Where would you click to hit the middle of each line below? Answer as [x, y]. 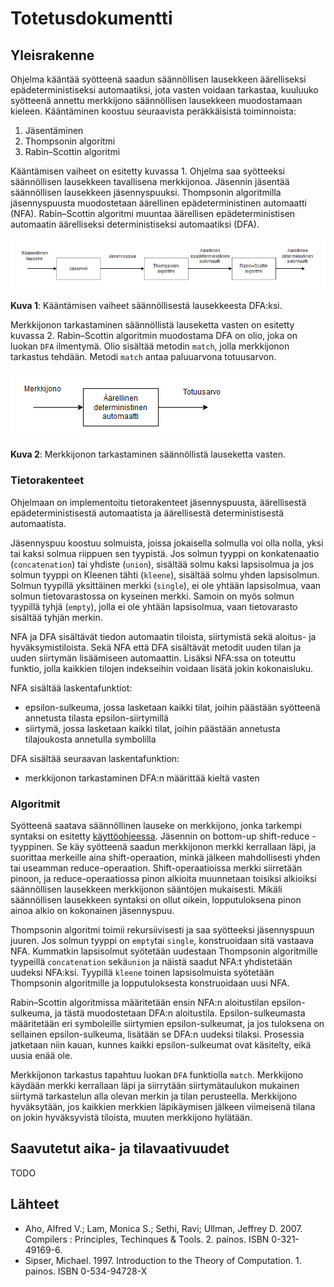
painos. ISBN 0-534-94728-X [86, 1271]
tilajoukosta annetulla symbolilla [90, 739]
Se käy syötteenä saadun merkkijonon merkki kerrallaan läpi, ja [186, 846]
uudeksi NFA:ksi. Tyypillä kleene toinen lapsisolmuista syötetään [142, 972]
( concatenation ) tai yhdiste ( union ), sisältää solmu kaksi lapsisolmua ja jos [162, 564]
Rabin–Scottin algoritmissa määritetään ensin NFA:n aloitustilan [140, 1002]
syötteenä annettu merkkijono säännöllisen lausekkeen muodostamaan [156, 100]
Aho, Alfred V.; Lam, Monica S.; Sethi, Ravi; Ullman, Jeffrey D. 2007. [163, 1228]
